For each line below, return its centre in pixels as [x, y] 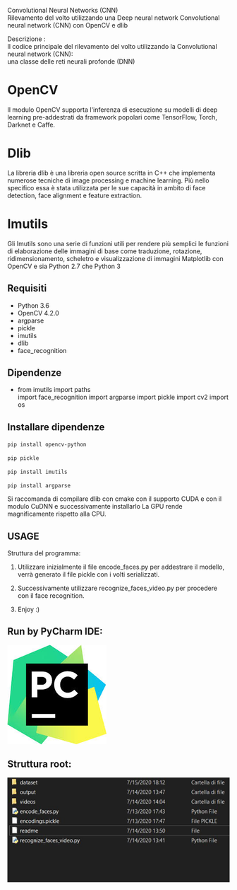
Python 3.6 [33, 305]
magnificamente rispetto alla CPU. [57, 514]
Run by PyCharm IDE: [55, 631]
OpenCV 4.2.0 [38, 313]
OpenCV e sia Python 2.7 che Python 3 [64, 266]
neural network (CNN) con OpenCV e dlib [68, 25]
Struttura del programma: [44, 553]
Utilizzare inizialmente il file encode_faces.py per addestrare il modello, [121, 567]
